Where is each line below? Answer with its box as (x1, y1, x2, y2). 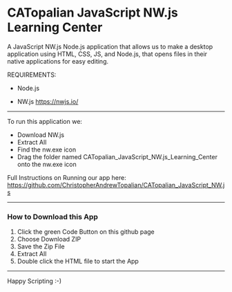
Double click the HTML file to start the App (17, 257, 139, 266)
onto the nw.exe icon (17, 160, 77, 168)
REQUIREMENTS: (7, 71, 57, 79)
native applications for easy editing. (7, 57, 109, 65)
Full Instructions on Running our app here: (7, 173, 126, 181)
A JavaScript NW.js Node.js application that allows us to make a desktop (7, 42, 213, 51)
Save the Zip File (17, 242, 66, 250)
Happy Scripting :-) (7, 277, 62, 285)
